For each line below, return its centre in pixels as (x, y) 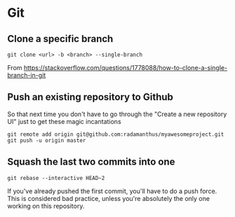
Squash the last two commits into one (91, 162)
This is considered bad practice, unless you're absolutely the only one (109, 198)
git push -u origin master (47, 140)
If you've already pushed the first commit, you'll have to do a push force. (112, 191)
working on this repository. (46, 206)
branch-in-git (27, 75)
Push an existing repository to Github (90, 97)
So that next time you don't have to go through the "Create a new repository (117, 114)
